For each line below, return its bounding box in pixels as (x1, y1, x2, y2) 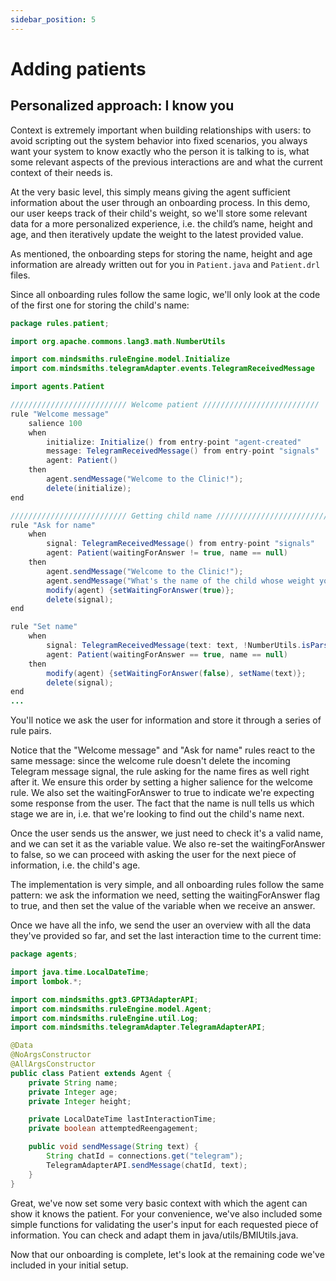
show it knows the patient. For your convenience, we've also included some (10, 1207, 323, 1220)
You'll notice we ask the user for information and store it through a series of (10, 714, 322, 726)
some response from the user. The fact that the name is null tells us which (10, 797, 315, 810)
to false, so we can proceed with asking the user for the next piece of (10, 849, 297, 861)
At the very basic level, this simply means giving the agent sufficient (10, 186, 291, 198)
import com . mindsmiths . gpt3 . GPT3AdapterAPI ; (10, 994, 199, 1005)
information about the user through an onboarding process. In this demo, (10, 196, 311, 208)
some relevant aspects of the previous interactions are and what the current (10, 156, 323, 168)
